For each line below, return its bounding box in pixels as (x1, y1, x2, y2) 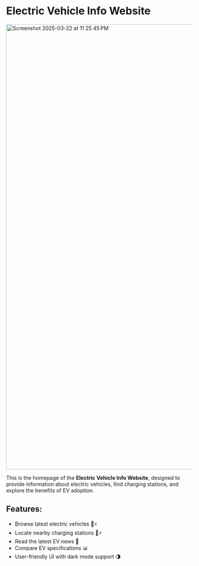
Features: (6, 504, 43, 514)
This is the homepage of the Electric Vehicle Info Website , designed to (6, 474, 181, 481)
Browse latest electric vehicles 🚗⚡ (14, 520, 98, 527)
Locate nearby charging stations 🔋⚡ (14, 529, 102, 536)
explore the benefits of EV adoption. (6, 486, 95, 494)
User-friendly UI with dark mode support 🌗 (14, 553, 121, 560)
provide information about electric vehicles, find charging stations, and (6, 480, 179, 488)
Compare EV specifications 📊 (14, 544, 88, 551)
